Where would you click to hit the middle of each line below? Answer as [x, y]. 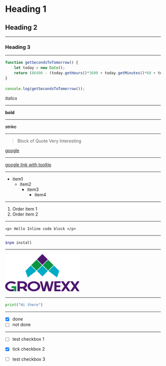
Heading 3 [18, 47]
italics [11, 98]
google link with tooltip [28, 165]
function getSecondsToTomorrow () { [42, 63]
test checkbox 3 [29, 359]
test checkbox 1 [28, 339]
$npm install [19, 243]
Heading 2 [21, 27]
